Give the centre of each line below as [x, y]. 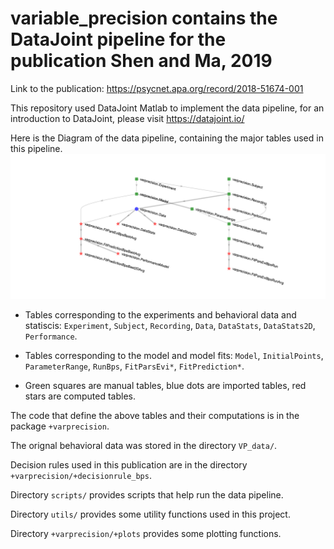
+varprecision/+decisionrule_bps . [81, 476]
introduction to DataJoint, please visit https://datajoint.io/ [127, 118]
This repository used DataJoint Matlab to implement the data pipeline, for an [167, 108]
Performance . [51, 336]
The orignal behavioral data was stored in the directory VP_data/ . [144, 446]
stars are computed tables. [80, 396]
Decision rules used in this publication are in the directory [129, 465]
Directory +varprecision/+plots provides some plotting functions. [146, 534]
